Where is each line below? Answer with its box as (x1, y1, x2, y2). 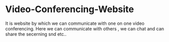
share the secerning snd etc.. (5, 31, 67, 37)
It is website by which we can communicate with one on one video (5, 20, 145, 26)
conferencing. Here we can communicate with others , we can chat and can (5, 25, 164, 31)
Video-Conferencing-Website (5, 4, 134, 15)
